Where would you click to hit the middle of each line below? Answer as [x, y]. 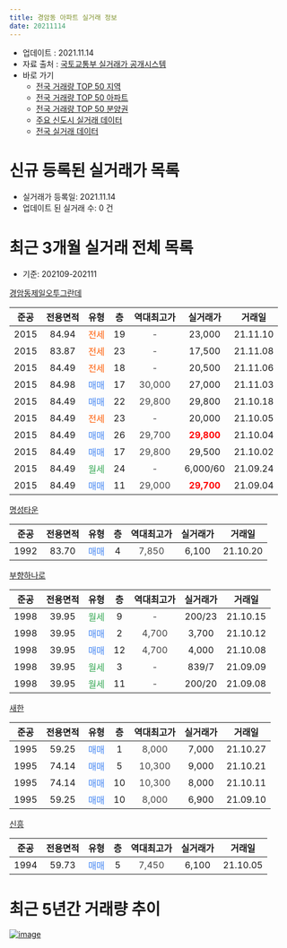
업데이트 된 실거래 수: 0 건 [68, 208]
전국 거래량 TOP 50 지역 [78, 86]
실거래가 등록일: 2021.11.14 [69, 197]
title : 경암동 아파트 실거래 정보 [63, 17]
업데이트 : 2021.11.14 [58, 52]
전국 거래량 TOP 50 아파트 [82, 97]
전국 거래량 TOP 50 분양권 [82, 108]
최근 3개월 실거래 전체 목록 [101, 248]
